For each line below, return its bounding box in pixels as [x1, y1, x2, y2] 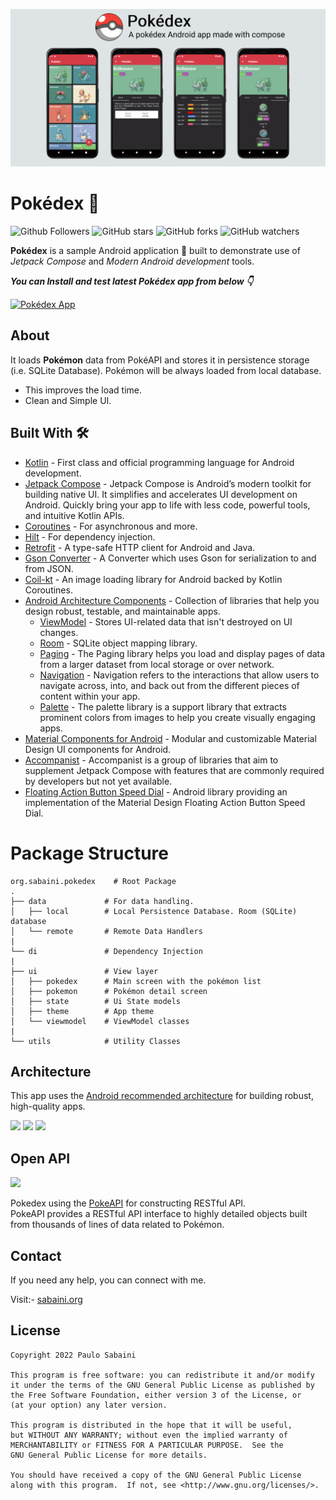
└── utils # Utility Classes [10, 1036, 182, 1046]
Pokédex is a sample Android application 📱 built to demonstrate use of [10, 244, 301, 256]
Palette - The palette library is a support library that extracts [39, 700, 287, 713]
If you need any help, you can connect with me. [10, 1274, 207, 1286]
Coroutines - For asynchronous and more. [24, 520, 198, 532]
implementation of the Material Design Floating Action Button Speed [24, 796, 306, 808]
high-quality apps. [10, 1100, 86, 1113]
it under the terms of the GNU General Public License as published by [10, 1380, 315, 1390]
